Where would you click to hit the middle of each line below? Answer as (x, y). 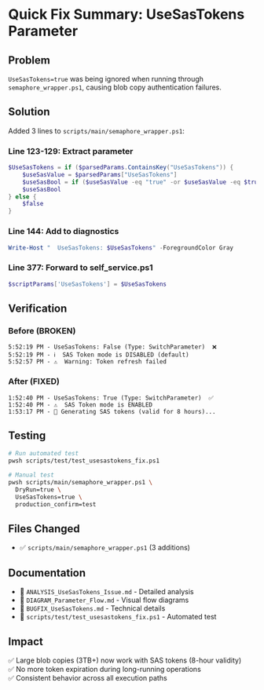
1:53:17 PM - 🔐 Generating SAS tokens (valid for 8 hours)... (112, 411)
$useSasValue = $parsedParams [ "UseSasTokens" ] (100, 174)
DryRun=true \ (38, 489)
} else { (22, 197)
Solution (29, 112)
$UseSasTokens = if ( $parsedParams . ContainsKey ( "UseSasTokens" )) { (121, 168)
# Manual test (31, 475)
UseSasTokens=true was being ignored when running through (106, 79)
